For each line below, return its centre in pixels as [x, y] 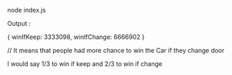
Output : [19, 23]
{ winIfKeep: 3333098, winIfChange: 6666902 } [76, 37]
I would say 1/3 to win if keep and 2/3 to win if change [85, 64]
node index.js [27, 10]
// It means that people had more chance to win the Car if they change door [116, 50]
